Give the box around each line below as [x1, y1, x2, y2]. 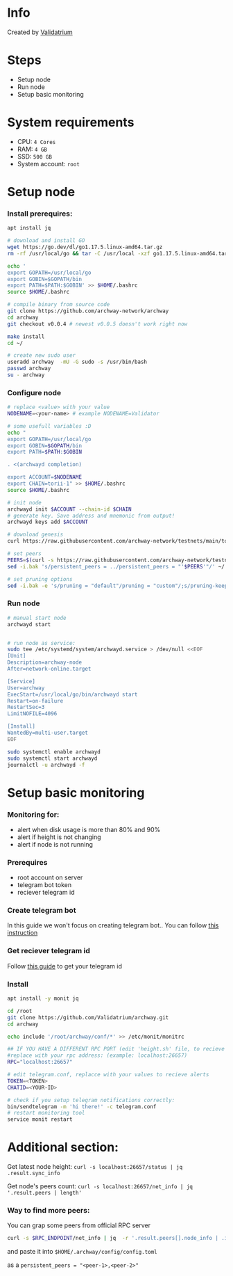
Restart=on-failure [7, 697, 64, 704]
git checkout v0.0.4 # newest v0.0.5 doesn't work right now [7, 320, 188, 328]
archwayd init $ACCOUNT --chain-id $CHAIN [7, 506, 132, 513]
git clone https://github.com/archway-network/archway [7, 308, 169, 314]
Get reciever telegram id [7, 946, 90, 956]
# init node [7, 499, 42, 506]
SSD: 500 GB [17, 152, 52, 161]
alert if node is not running [17, 840, 94, 848]
